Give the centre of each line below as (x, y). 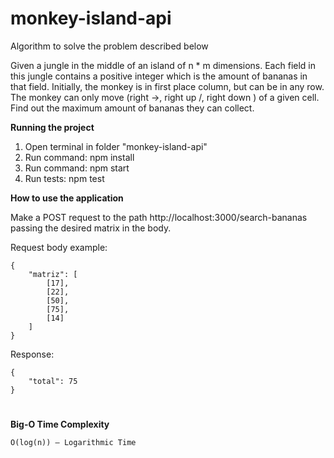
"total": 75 (53, 381)
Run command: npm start (77, 168)
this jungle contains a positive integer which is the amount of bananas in (159, 76)
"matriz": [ (53, 274)
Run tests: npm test (64, 178)
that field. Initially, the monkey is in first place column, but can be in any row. (167, 86)
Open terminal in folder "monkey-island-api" (116, 146)
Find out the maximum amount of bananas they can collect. (132, 108)
